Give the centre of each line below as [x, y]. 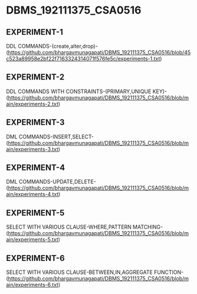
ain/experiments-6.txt [32, 285]
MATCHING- [148, 227]
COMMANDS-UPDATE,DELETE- [57, 182]
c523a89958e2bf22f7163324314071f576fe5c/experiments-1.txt [83, 59]
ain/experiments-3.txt [32, 149]
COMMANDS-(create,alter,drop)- [58, 46]
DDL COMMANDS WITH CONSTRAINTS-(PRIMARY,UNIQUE [79, 91]
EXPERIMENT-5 [35, 213]
